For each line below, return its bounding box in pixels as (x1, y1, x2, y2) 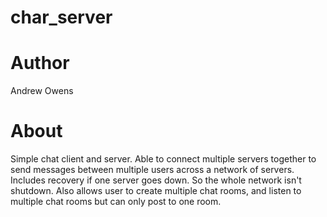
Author (10, 52, 70, 75)
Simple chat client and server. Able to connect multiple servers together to (10, 153, 317, 165)
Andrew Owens (10, 85, 74, 97)
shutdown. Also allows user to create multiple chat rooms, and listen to (10, 185, 302, 197)
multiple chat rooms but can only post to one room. (10, 196, 222, 208)
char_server (10, 6, 113, 29)
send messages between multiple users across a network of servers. (10, 164, 295, 176)
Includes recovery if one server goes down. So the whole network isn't (10, 174, 302, 186)
